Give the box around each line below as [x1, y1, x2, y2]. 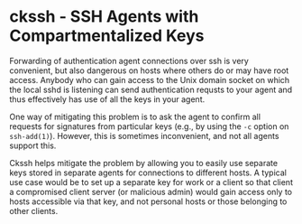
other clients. [9, 205, 59, 216]
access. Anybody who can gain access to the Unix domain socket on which [9, 74, 290, 85]
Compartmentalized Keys [9, 25, 205, 46]
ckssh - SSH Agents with [9, 6, 199, 27]
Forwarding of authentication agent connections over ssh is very [9, 55, 250, 66]
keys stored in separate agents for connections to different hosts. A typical [9, 167, 287, 178]
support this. [9, 140, 57, 151]
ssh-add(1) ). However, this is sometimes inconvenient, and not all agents [9, 130, 279, 141]
